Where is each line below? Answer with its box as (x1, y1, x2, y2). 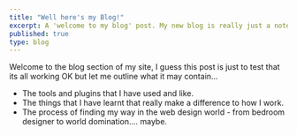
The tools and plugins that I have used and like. (21, 88, 194, 99)
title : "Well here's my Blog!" (9, 12, 125, 22)
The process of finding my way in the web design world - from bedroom (21, 107, 286, 117)
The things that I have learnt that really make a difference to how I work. (21, 98, 285, 109)
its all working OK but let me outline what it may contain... (9, 71, 218, 82)
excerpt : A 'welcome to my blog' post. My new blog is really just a (9, 21, 271, 30)
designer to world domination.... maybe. (21, 116, 168, 127)
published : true (9, 29, 69, 38)
